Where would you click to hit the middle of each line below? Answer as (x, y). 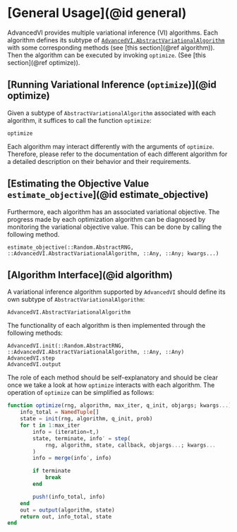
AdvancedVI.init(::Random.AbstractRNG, (66, 346)
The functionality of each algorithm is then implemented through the (107, 326)
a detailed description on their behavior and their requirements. (99, 161)
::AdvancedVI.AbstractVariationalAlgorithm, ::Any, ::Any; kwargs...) (113, 253)
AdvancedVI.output (34, 365)
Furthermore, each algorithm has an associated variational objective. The (114, 212)
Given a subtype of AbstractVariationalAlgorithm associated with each (112, 113)
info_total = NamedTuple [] (60, 412)
